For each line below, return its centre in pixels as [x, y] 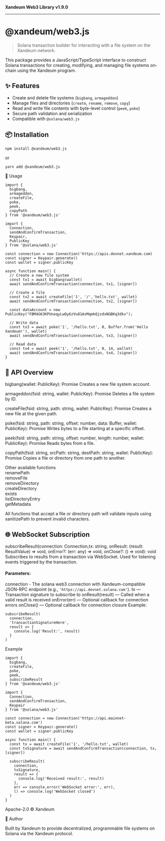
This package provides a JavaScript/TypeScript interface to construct [76, 60]
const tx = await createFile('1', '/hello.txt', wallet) [69, 744]
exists [11, 494]
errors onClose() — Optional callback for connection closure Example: [76, 605]
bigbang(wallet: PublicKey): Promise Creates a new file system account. [78, 384]
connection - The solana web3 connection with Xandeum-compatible [75, 584]
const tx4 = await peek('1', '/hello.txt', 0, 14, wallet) [71, 349]
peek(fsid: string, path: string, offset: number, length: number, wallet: [75, 438]
